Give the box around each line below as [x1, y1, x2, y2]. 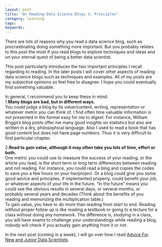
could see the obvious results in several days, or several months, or [5, 186, 140, 192]
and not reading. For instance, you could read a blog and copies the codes [5, 165, 155, 171]
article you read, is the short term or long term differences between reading [5, 160, 157, 166]
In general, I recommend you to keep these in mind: [5, 94, 108, 100]
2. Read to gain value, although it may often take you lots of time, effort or [5, 145, 156, 151]
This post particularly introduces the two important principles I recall [5, 64, 143, 70]
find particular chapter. [5, 135, 51, 141]
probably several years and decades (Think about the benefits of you [5, 191, 144, 197]
